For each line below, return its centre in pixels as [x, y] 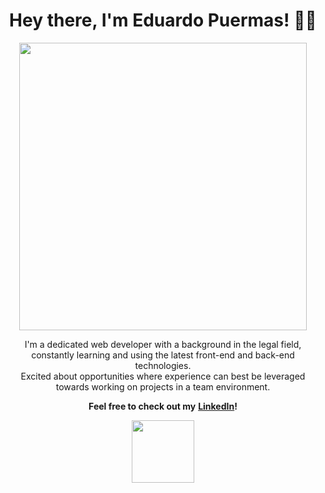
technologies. [163, 365]
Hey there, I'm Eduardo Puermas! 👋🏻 [163, 20]
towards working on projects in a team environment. [163, 386]
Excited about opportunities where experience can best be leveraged [163, 376]
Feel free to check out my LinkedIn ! [163, 406]
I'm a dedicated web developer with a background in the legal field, [163, 344]
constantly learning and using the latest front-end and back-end [163, 355]
